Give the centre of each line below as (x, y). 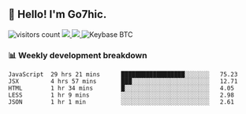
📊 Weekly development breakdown (78, 55)
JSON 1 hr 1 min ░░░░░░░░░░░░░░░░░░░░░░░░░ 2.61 (121, 102)
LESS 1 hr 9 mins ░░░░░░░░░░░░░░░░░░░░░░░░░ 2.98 (121, 95)
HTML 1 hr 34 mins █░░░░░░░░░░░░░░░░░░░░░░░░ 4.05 (121, 88)
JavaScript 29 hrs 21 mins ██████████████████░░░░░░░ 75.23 (123, 75)
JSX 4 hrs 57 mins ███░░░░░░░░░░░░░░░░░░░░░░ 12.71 (123, 82)
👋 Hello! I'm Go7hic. (58, 15)
